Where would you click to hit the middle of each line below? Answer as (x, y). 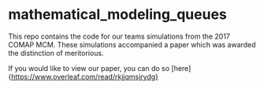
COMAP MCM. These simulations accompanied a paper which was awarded (132, 44)
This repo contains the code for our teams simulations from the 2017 (119, 36)
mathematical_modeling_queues (117, 15)
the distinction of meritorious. (56, 53)
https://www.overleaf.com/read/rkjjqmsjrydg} (85, 76)
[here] (181, 68)
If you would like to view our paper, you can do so (89, 68)
